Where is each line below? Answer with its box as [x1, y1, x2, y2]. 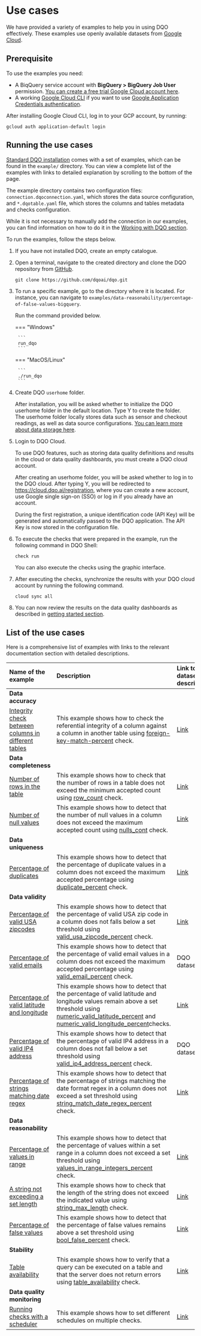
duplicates [9, 872, 39, 880]
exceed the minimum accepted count [56, 786, 161, 795]
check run [14, 553, 40, 559]
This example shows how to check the [56, 714, 165, 723]
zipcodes [9, 925, 35, 934]
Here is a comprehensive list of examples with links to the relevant [6, 643, 169, 651]
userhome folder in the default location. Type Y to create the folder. [14, 407, 181, 414]
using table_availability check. [56, 1278, 141, 1286]
